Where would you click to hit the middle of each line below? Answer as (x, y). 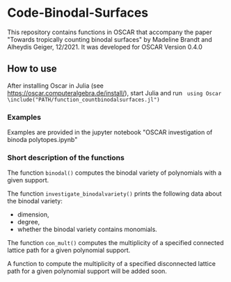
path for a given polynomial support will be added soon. (87, 271)
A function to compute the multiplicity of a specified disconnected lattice (111, 264)
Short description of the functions (66, 157)
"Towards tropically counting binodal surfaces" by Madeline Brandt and (110, 39)
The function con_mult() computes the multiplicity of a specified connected (115, 243)
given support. (28, 180)
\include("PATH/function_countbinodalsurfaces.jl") (83, 100)
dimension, (33, 214)
